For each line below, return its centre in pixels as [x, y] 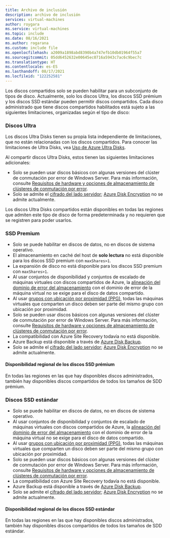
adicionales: [18, 163]
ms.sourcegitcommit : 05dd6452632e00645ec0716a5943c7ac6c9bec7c [74, 57]
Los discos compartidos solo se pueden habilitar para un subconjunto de [81, 91]
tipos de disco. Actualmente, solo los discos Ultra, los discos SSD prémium [84, 96]
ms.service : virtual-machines [37, 29]
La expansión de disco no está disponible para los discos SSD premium [87, 266]
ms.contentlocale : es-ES [31, 67]
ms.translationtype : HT [30, 62]
